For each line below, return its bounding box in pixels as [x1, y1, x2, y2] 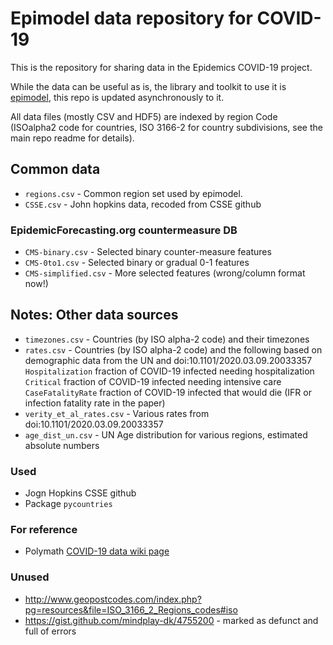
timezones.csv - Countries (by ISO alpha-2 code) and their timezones [24, 333, 310, 345]
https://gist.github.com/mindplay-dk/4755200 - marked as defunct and [24, 614, 319, 626]
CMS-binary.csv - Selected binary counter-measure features [24, 246, 272, 258]
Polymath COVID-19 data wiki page [24, 545, 170, 557]
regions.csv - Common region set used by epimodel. [24, 187, 243, 199]
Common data [10, 161, 101, 178]
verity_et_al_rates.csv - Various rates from [24, 407, 210, 419]
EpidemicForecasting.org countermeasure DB [10, 223, 238, 237]
